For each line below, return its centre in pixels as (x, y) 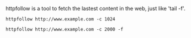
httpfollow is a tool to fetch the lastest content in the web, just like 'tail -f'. (95, 8)
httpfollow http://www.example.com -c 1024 (61, 19)
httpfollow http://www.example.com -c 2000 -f (64, 29)
